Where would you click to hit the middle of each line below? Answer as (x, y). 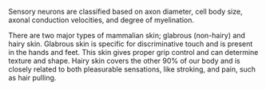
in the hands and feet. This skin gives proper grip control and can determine (133, 52)
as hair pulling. (32, 78)
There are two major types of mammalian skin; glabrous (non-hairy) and (127, 35)
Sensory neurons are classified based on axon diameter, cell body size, (125, 12)
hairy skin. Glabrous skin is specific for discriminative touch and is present (131, 44)
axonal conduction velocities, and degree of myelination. (101, 20)
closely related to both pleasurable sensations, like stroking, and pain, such (132, 69)
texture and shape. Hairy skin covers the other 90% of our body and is (125, 61)
